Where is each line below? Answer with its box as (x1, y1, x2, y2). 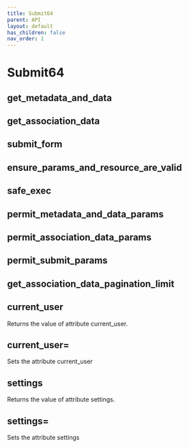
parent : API (7, 16, 41, 23)
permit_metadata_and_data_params (7, 208, 164, 220)
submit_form (7, 138, 63, 150)
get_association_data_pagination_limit (7, 278, 175, 289)
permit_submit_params (7, 254, 108, 267)
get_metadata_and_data (7, 92, 113, 103)
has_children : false (7, 29, 66, 36)
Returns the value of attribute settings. (7, 395, 115, 404)
